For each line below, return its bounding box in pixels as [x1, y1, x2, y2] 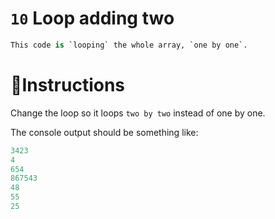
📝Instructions [10, 74, 126, 96]
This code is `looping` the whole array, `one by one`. [10, 40, 248, 50]
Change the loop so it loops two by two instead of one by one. [10, 107, 266, 119]
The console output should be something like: [10, 126, 199, 138]
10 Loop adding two [10, 7, 175, 30]
